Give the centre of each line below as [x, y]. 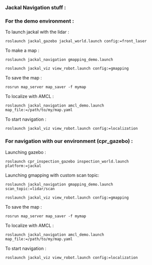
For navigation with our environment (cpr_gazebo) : [69, 141]
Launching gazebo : [26, 152]
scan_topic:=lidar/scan [30, 189]
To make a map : [22, 51]
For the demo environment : [40, 21]
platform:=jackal [23, 166]
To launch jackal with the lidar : [37, 32]
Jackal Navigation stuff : [36, 8]
